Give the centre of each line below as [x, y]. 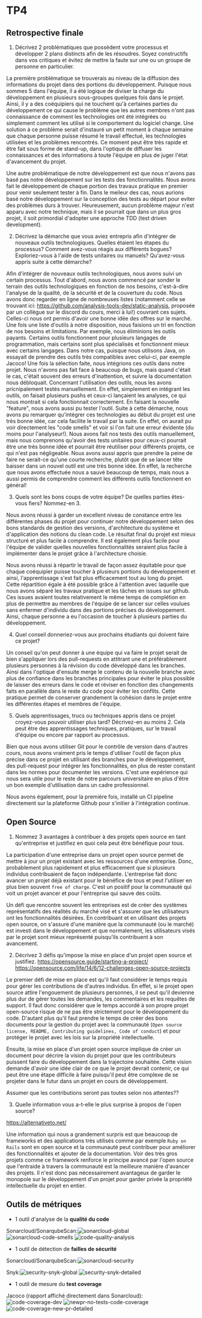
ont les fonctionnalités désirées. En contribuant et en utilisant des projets [96, 917]
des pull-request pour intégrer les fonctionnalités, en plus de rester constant [101, 766]
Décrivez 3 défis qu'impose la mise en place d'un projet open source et [103, 955]
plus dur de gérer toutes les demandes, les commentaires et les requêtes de [101, 999]
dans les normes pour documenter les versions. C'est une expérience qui [97, 772]
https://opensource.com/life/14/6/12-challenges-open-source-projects [103, 968]
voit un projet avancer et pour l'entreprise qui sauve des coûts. [84, 893]
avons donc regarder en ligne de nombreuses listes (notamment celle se [96, 299]
